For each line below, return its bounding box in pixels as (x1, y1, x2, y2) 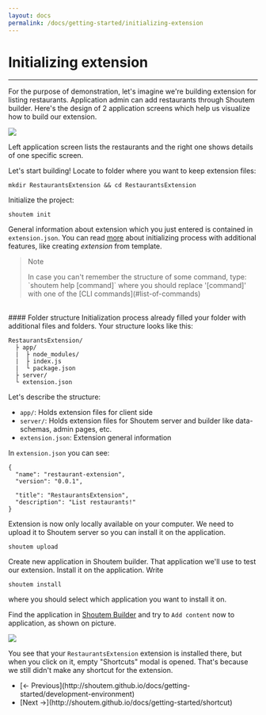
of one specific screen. (8, 151, 84, 160)
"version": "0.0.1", (15, 478, 83, 486)
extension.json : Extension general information (19, 433, 172, 443)
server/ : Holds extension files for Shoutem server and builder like (19, 416, 234, 425)
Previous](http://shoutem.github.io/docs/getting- (31, 681, 191, 690)
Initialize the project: (8, 195, 74, 205)
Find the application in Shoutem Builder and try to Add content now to (8, 610, 235, 620)
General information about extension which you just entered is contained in (8, 225, 253, 234)
